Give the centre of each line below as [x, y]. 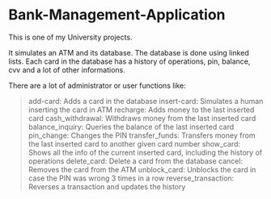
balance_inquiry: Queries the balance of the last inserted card [131, 126]
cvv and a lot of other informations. [67, 69]
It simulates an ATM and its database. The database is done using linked [129, 52]
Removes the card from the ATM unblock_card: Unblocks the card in [142, 169]
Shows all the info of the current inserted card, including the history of [145, 152]
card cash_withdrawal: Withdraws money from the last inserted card [142, 118]
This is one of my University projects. [70, 37]
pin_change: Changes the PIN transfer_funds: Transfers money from [142, 135]
